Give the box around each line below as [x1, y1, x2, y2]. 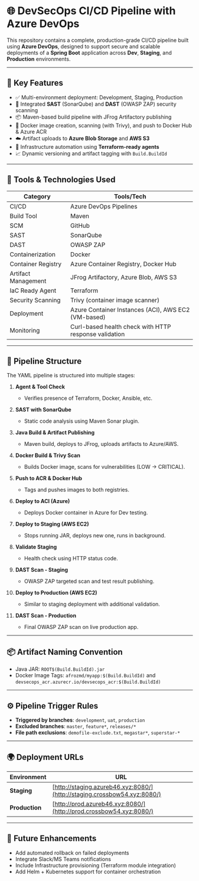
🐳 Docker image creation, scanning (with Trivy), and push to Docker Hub [15, 122, 193, 129]
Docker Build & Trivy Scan [15, 452, 80, 459]
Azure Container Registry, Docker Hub [70, 260, 177, 268]
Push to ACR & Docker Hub [15, 475, 82, 482]
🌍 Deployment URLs [6, 752, 84, 762]
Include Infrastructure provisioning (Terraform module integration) [15, 862, 177, 869]
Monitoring [9, 326, 40, 334]
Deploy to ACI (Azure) [15, 498, 70, 505]
